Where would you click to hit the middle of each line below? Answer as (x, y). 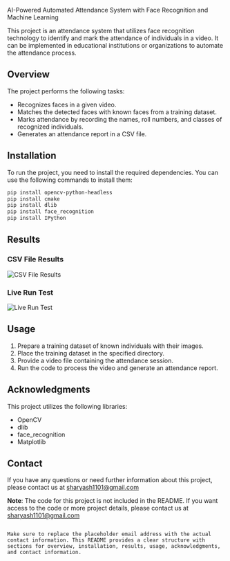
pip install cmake (33, 199)
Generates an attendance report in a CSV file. (82, 134)
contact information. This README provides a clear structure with (106, 540)
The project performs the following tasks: (66, 91)
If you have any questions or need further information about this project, (110, 480)
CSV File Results (36, 259)
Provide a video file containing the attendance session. (95, 360)
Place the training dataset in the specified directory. (90, 353)
